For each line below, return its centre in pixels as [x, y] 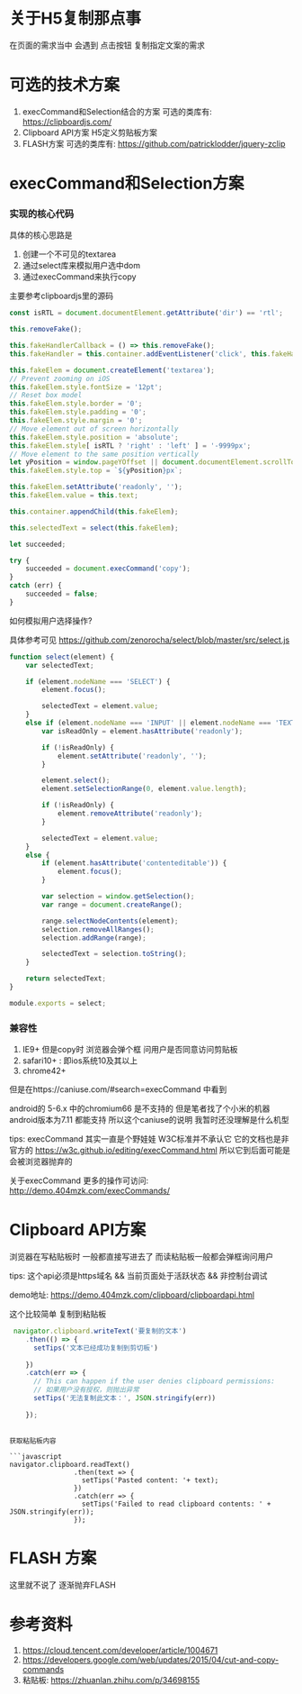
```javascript [36, 1456]
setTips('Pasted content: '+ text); [150, 1480]
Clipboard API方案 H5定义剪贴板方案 [89, 132]
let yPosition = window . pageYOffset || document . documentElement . [136, 462]
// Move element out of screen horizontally [94, 429]
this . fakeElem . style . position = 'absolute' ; [94, 437]
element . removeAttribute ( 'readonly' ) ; [130, 814]
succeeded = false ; [62, 594]
